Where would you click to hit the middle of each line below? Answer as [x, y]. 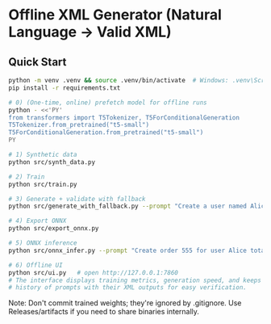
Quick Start [38, 62]
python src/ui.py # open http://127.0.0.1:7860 [94, 272]
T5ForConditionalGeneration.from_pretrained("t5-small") [106, 133]
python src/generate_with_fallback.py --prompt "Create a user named [128, 206]
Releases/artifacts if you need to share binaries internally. [104, 312]
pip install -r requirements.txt [65, 88]
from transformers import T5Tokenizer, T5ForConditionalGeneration [124, 118]
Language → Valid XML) [90, 32]
